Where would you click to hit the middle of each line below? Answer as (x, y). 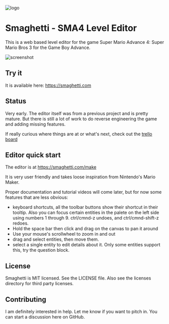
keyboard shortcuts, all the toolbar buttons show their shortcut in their (85, 207)
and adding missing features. (35, 124)
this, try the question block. (41, 250)
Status (16, 101)
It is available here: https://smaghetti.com (48, 85)
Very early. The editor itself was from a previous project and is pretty (77, 113)
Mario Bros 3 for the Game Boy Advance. (48, 47)
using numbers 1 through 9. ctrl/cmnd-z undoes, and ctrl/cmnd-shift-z (86, 218)
